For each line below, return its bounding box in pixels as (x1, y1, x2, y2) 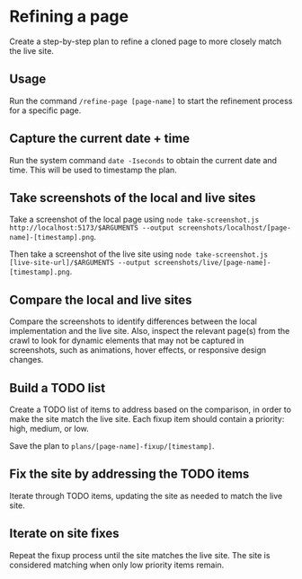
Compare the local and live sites (9, 292, 192, 307)
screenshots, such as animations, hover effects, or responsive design (9, 345, 267, 355)
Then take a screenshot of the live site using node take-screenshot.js (9, 249, 268, 259)
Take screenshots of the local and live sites (9, 190, 256, 206)
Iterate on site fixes (9, 526, 120, 541)
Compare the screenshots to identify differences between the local (9, 316, 258, 327)
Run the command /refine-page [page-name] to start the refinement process (9, 95, 293, 106)
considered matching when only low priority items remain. (9, 559, 225, 570)
